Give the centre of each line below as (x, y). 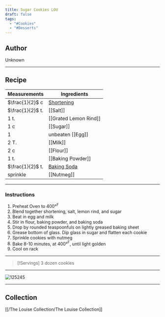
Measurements (26, 94)
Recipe (16, 80)
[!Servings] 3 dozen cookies (46, 263)
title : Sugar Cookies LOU (31, 10)
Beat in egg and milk (33, 217)
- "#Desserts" (24, 28)
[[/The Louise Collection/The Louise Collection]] (54, 310)
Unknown (15, 60)
